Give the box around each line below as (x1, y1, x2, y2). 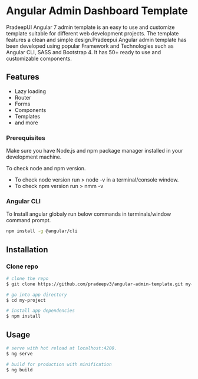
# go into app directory (6, 292, 67, 298)
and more (14, 119, 38, 126)
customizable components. (6, 55, 72, 62)
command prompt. (6, 217, 51, 224)
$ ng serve (6, 351, 33, 357)
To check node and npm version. (6, 165, 86, 172)
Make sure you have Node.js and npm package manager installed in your (6, 147, 183, 154)
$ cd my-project (6, 297, 46, 303)
